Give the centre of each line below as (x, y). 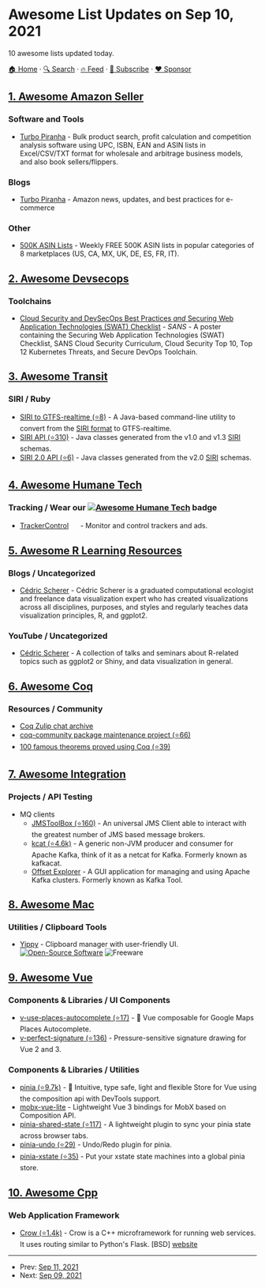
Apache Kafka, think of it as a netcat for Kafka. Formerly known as (139, 854)
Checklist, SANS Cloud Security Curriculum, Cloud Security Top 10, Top (136, 343)
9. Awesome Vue (50, 977)
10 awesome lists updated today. (61, 53)
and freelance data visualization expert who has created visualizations (134, 599)
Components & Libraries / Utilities (74, 1069)
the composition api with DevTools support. (90, 1098)
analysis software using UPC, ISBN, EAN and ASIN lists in (113, 145)
